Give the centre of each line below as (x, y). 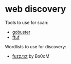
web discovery (36, 9)
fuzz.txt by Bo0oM (31, 56)
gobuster (21, 32)
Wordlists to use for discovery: (36, 46)
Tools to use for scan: (27, 22)
